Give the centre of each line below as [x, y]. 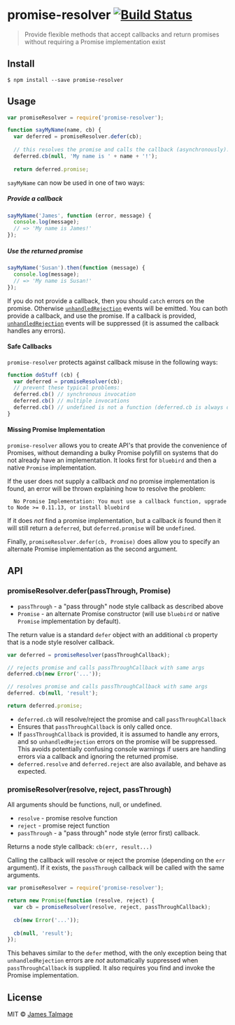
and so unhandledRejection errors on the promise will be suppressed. [117, 741]
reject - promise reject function [63, 825]
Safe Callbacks [30, 347]
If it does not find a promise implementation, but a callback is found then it [114, 521]
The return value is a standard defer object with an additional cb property [113, 634]
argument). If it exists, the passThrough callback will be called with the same [116, 867]
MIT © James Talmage [40, 1014]
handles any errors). [36, 330]
